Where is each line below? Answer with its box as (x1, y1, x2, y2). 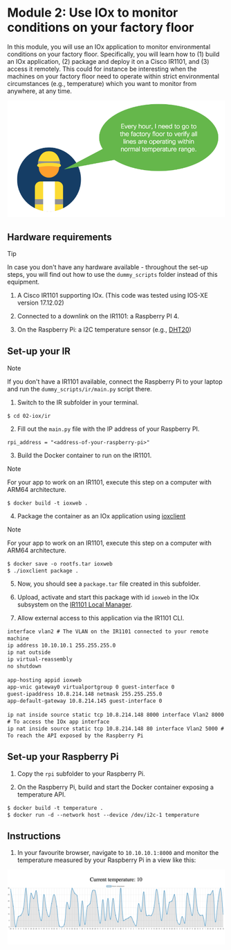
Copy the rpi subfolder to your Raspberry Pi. (17, 769, 145, 778)
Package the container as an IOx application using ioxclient (17, 511, 186, 520)
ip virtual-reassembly (7, 656, 73, 663)
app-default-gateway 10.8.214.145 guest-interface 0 (7, 697, 163, 704)
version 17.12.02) (17, 298, 64, 307)
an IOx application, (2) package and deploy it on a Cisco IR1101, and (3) (7, 57, 210, 65)
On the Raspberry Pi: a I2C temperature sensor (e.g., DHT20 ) (17, 325, 192, 334)
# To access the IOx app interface (7, 718, 110, 725)
